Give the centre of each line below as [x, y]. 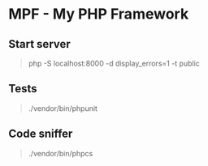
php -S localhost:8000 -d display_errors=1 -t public [114, 63]
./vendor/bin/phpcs [61, 153]
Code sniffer [41, 134]
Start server [39, 44]
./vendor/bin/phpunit [63, 108]
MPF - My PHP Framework [99, 14]
